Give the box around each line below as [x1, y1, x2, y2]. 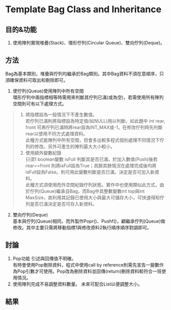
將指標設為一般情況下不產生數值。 [25, 111, 97, 117]
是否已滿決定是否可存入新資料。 [30, 201, 97, 207]
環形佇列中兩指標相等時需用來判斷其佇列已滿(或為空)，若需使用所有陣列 [12, 94, 164, 100]
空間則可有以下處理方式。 [12, 101, 67, 107]
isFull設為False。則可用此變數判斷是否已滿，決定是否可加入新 [25, 169, 155, 175]
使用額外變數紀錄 [25, 150, 62, 156]
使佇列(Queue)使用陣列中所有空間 [12, 88, 84, 94]
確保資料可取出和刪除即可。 [9, 77, 68, 83]
